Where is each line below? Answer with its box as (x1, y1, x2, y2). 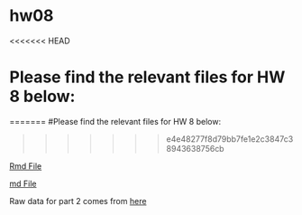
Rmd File (9, 160, 42, 172)
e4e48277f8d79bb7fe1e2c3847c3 (166, 133, 294, 145)
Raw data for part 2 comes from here (9, 195, 147, 206)
